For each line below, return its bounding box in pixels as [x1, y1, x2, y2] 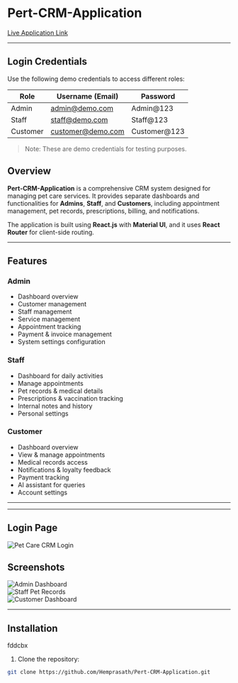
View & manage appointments [17, 450, 106, 459]
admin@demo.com [50, 103, 113, 113]
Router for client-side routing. [7, 228, 94, 236]
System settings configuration [17, 338, 106, 346]
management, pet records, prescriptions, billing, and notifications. [7, 206, 200, 215]
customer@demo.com [50, 126, 125, 136]
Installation [7, 622, 58, 634]
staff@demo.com [50, 115, 108, 125]
